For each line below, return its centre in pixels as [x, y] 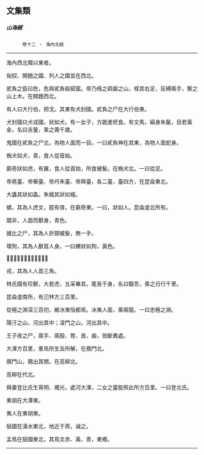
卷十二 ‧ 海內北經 [43, 44]
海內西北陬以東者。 [30, 63]
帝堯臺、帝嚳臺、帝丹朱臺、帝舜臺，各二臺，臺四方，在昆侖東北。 [89, 182]
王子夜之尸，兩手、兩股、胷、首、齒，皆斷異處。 [67, 336]
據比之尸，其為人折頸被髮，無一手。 [52, 233]
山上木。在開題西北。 [33, 96]
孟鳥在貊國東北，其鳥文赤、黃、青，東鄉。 [59, 439]
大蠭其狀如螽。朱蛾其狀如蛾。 [43, 194]
